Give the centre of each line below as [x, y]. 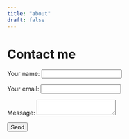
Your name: [24, 74]
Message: [21, 113]
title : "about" [29, 13]
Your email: [23, 89]
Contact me [42, 54]
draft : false [26, 20]
